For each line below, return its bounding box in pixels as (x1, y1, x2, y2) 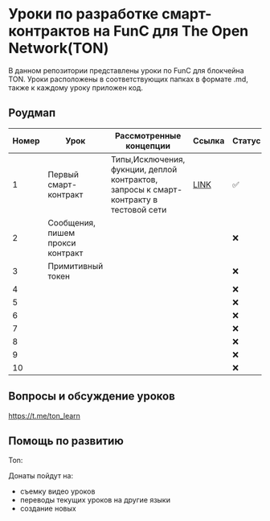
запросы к (111, 184, 151, 195)
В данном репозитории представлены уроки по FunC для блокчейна (8, 65, 244, 75)
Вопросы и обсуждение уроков (8, 390, 175, 403)
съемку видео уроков (19, 486, 96, 496)
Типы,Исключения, (111, 154, 186, 165)
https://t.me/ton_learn (8, 411, 80, 420)
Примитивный (47, 260, 104, 271)
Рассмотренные (115, 130, 182, 141)
